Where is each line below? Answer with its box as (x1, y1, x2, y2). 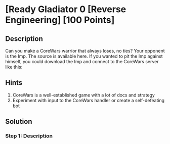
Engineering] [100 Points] (5, 14, 115, 26)
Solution (5, 117, 32, 126)
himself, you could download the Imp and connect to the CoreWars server (5, 59, 159, 64)
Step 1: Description (5, 132, 53, 139)
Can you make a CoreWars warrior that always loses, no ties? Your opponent (5, 48, 165, 54)
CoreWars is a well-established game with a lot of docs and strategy (12, 92, 155, 98)
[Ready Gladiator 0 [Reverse (5, 4, 126, 15)
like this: (5, 64, 23, 70)
